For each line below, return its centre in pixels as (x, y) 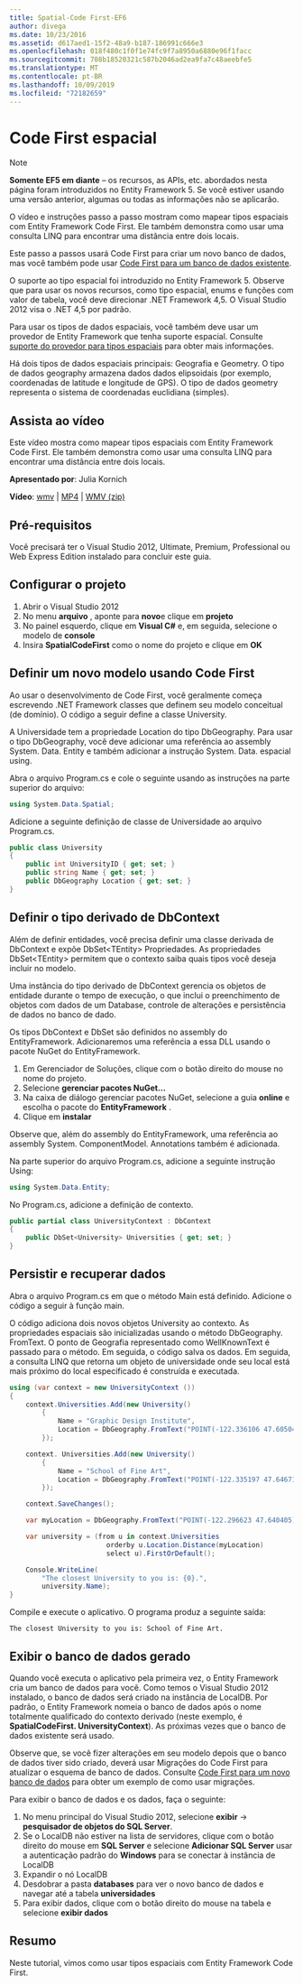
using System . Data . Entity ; (60, 1187)
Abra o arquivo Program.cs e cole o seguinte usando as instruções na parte (150, 778)
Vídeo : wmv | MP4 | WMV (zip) (67, 496)
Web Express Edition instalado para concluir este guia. (110, 557)
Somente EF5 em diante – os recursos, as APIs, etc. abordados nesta (138, 181)
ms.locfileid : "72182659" (58, 93)
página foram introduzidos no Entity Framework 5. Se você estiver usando (147, 190)
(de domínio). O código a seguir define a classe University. (118, 714)
